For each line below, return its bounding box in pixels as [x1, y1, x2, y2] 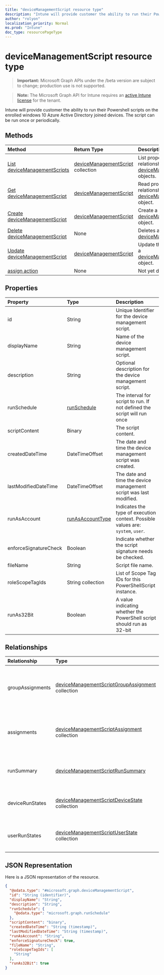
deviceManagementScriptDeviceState [55, 797, 143, 804]
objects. [138, 172, 157, 179]
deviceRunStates [7, 800, 46, 807]
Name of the [116, 333, 144, 340]
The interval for [116, 392, 151, 399]
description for [116, 365, 150, 372]
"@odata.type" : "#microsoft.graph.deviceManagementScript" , [9, 888, 134, 893]
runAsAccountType [66, 515, 111, 522]
